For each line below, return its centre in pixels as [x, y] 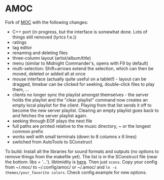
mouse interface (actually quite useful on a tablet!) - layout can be [79, 79]
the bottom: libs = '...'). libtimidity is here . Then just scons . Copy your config [81, 162]
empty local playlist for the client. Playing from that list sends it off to [82, 105]
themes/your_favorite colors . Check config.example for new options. [76, 172]
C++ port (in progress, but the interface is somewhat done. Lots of [80, 32]
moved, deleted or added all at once [49, 73]
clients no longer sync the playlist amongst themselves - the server [81, 95]
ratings [19, 42]
